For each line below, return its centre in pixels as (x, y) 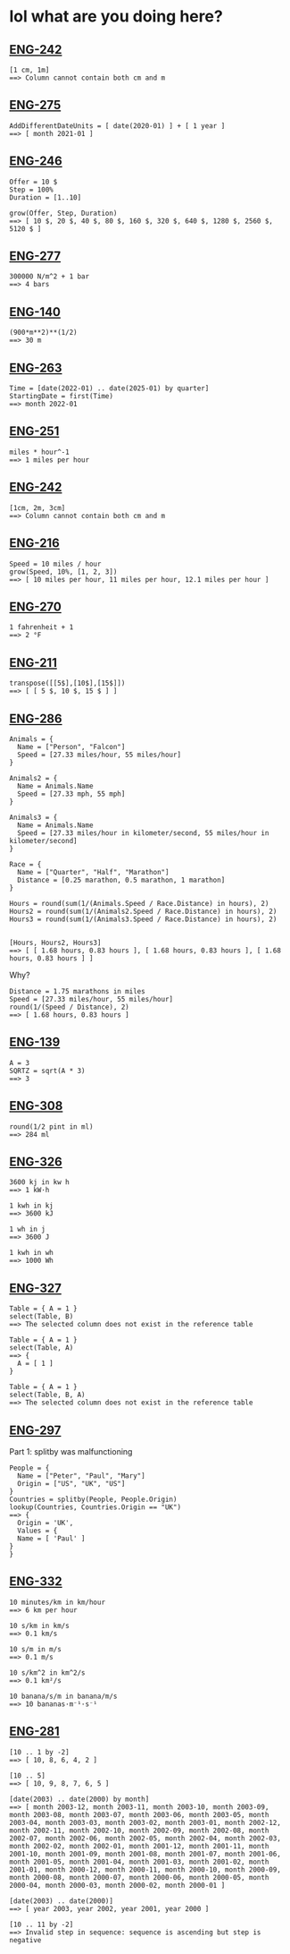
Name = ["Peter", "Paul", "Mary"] (81, 1476)
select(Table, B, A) (48, 1395)
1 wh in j (28, 1229)
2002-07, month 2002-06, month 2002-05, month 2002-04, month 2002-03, (145, 1838)
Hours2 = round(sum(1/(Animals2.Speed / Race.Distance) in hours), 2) (143, 911)
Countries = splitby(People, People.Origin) (93, 1499)
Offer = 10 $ (33, 182)
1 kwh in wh (31, 1253)
